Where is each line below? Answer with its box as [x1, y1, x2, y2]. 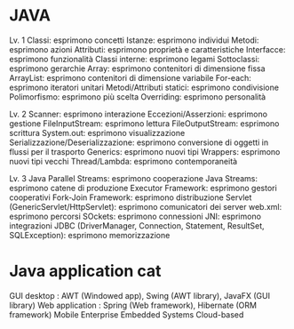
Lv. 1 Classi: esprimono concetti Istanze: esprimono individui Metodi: [9, 35, 259, 45]
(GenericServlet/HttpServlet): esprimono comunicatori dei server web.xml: [9, 201, 282, 212]
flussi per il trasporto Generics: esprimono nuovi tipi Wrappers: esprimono [9, 146, 281, 156]
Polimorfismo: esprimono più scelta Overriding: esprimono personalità [9, 91, 266, 102]
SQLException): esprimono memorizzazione [9, 229, 171, 240]
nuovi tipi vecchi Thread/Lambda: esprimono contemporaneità [9, 156, 238, 166]
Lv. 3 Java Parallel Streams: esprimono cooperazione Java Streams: [9, 173, 258, 183]
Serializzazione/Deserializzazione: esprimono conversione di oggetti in [9, 137, 269, 148]
